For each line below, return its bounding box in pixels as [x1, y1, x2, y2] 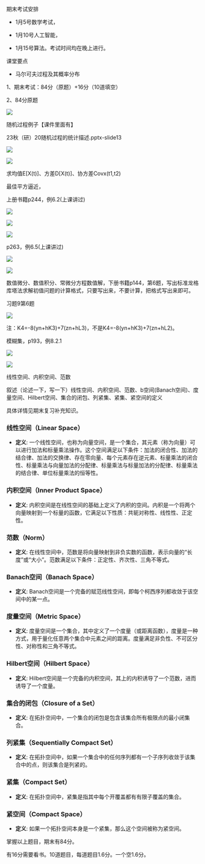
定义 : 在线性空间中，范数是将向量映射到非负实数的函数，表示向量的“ [15, 548, 187, 556]
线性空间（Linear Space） [6, 423, 84, 432]
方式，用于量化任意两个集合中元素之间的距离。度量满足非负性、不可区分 [15, 635, 198, 642]
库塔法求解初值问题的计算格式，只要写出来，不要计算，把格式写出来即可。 [6, 287, 194, 294]
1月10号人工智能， [15, 31, 61, 39]
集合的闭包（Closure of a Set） [6, 699, 99, 707]
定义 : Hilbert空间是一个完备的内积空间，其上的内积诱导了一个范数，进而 [15, 674, 196, 682]
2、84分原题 [6, 97, 39, 103]
